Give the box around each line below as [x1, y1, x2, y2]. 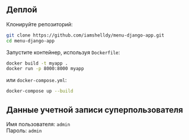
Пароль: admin [6, 127, 42, 134]
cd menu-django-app [6, 38, 55, 44]
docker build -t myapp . [6, 60, 68, 66]
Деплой [6, 5, 38, 15]
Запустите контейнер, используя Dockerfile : [6, 48, 120, 56]
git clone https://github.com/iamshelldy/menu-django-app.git [6, 32, 164, 38]
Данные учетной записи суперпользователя [6, 105, 184, 115]
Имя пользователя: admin [6, 121, 71, 127]
